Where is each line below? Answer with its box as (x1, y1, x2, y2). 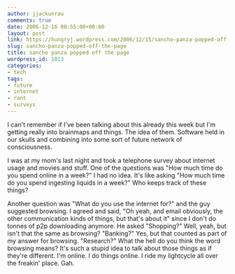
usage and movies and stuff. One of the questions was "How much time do (7, 164, 223, 172)
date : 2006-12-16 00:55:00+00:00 (7, 23, 105, 30)
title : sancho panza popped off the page (7, 50, 130, 57)
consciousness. (7, 143, 52, 151)
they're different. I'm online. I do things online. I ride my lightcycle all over (7, 251, 219, 259)
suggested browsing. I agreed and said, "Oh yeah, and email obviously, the (7, 207, 223, 215)
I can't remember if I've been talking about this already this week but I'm (7, 120, 215, 129)
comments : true (7, 17, 52, 24)
